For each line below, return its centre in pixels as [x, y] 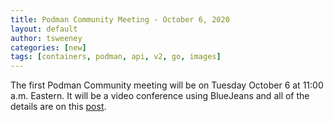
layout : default [44, 29]
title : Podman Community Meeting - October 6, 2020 [120, 19]
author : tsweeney [46, 38]
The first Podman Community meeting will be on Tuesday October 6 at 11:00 [167, 85]
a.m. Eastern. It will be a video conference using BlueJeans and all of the [160, 96]
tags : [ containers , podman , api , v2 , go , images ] [116, 57]
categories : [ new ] [48, 47]
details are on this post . [58, 107]
